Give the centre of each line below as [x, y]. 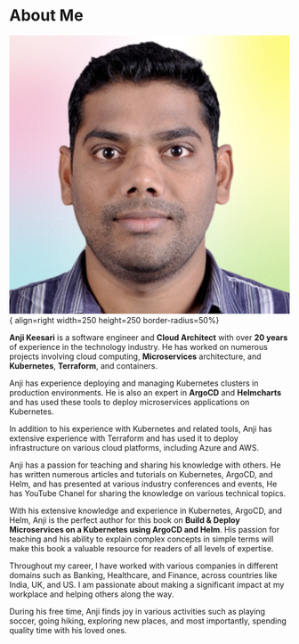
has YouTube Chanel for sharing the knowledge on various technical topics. [148, 493]
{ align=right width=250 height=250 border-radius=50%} [114, 320]
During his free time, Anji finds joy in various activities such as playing [137, 611]
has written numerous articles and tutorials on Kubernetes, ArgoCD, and [141, 474]
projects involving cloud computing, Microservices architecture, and [135, 356]
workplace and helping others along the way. [92, 594]
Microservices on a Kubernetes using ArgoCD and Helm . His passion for [145, 530]
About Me [46, 16]
